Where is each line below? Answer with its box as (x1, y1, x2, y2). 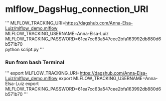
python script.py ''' (5, 46, 44, 52)
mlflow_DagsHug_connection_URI (5, 3, 149, 15)
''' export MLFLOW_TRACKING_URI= (5, 70, 80, 76)
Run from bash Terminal (5, 59, 65, 66)
